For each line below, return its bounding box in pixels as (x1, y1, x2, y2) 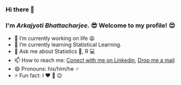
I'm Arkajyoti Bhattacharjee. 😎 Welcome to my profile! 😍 (5, 21, 176, 29)
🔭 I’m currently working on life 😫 (14, 35, 95, 42)
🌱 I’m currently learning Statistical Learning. (14, 41, 122, 48)
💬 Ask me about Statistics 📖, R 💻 (14, 48, 96, 55)
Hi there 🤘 (5, 5, 35, 14)
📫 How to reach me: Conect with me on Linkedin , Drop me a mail (14, 56, 175, 64)
